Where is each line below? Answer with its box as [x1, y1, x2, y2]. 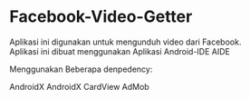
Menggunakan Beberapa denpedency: [9, 64, 153, 74]
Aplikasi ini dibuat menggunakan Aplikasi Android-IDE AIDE [9, 45, 231, 56]
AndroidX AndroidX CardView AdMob [9, 81, 149, 92]
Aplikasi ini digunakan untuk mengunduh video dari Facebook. [9, 36, 242, 47]
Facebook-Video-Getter [9, 6, 193, 27]
